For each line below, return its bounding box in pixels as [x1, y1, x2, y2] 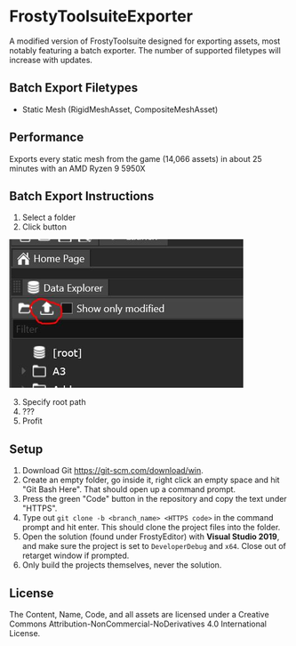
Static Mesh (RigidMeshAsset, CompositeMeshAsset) [21, 104, 219, 115]
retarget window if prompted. [21, 550, 130, 561]
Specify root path [21, 397, 86, 408]
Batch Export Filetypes [9, 80, 139, 95]
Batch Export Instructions [9, 189, 155, 204]
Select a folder [21, 212, 76, 223]
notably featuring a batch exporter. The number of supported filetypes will [9, 44, 282, 55]
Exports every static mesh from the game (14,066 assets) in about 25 [9, 153, 262, 164]
